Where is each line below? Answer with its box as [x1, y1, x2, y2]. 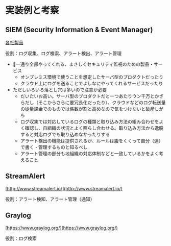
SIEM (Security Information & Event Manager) [5, 25, 153, 34]
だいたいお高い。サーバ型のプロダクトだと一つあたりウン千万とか [20, 93, 159, 99]
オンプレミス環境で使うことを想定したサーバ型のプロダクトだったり [20, 74, 164, 80]
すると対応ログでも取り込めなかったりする [20, 131, 110, 137]
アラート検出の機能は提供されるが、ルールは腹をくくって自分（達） [20, 138, 163, 143]
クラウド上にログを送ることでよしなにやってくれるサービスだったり [20, 80, 163, 86]
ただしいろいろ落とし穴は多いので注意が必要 [12, 87, 107, 92]
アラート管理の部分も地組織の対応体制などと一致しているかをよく [20, 151, 159, 156]
